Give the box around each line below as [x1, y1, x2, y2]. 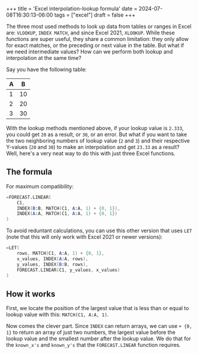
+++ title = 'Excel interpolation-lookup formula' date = [6, 5, 138, 12]
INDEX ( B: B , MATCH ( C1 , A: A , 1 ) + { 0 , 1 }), [17, 205, 121, 211]
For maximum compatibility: [6, 182, 74, 189]
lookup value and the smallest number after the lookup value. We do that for [6, 335, 191, 342]
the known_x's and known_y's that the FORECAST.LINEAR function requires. [6, 342, 181, 349]
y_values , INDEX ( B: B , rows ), [17, 261, 89, 267]
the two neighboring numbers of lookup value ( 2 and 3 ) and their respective [6, 137, 190, 144]
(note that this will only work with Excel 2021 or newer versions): [6, 233, 163, 241]
